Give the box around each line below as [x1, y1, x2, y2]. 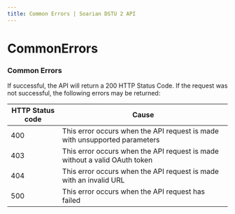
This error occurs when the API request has [62, 187, 205, 196]
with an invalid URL [62, 175, 125, 185]
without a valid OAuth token [62, 155, 152, 165]
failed [62, 196, 81, 206]
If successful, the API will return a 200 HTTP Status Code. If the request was [7, 81, 228, 90]
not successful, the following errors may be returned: [7, 89, 161, 98]
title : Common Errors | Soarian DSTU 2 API [7, 10, 136, 18]
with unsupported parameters [62, 135, 160, 145]
